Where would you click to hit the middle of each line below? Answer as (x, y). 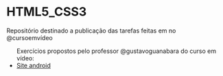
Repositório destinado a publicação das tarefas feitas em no (91, 31)
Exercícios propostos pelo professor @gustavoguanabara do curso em (116, 51)
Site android (33, 65)
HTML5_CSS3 (47, 12)
